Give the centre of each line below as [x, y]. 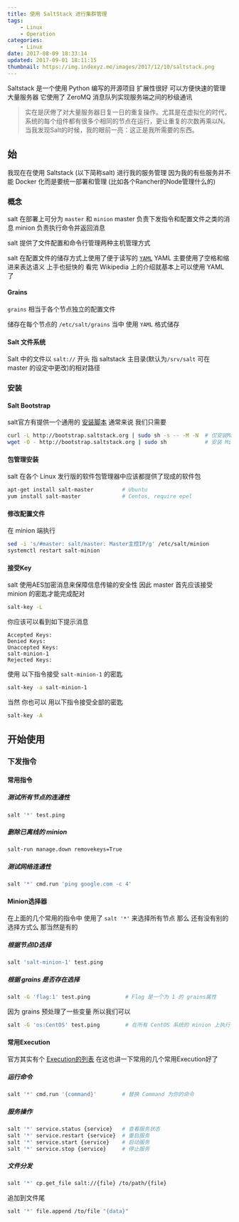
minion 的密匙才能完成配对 [46, 594]
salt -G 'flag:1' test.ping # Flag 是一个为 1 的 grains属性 [112, 997]
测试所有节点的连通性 [38, 797]
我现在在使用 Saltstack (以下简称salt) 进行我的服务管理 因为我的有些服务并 [116, 173]
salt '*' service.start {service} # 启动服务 [79, 1142]
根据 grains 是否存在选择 [44, 979]
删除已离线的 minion [37, 832]
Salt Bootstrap [29, 405]
